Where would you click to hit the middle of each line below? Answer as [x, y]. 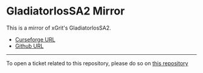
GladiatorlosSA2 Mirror [66, 11]
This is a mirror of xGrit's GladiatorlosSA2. [59, 28]
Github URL [29, 46]
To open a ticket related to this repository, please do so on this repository [97, 63]
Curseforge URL [35, 39]
